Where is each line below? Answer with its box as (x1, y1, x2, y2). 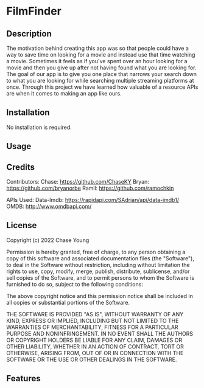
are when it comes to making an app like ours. (6, 90, 122, 97)
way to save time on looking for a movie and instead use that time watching (6, 51, 195, 58)
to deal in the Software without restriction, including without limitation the (6, 261, 190, 268)
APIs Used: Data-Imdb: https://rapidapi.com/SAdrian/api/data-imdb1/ (6, 196, 180, 204)
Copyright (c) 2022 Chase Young (6, 236, 90, 244)
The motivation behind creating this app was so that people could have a (6, 44, 189, 52)
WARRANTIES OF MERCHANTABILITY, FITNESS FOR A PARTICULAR (6, 324, 178, 331)
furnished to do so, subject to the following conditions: (6, 280, 143, 288)
